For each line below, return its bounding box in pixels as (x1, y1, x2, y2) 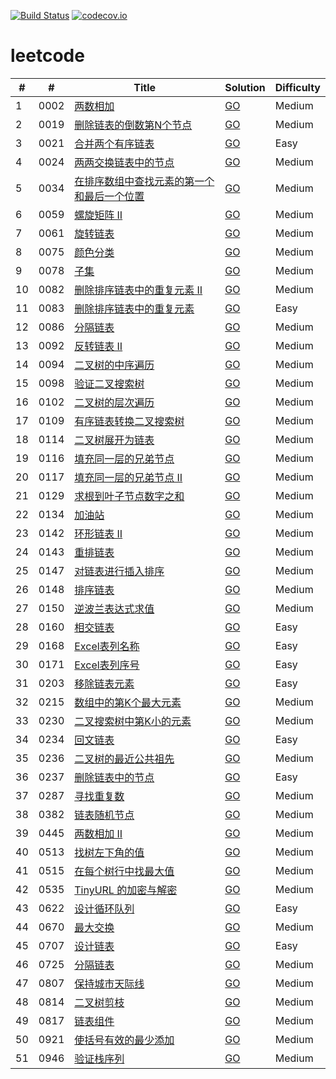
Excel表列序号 (74, 658, 140, 672)
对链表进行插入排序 (74, 564, 165, 578)
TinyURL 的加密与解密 (74, 883, 178, 897)
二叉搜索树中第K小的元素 (74, 714, 192, 728)
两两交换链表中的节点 (74, 155, 175, 169)
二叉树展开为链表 (74, 433, 155, 447)
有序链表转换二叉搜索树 (74, 414, 185, 428)
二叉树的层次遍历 (74, 395, 155, 409)
